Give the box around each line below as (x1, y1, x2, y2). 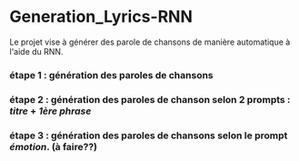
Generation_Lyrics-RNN (9, 6, 194, 27)
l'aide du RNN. (9, 45, 64, 56)
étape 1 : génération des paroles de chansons (9, 68, 214, 81)
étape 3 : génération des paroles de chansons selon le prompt (9, 129, 288, 142)
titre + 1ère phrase (9, 105, 92, 117)
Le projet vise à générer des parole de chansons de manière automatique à (9, 36, 291, 47)
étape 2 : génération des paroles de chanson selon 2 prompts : (9, 93, 291, 106)
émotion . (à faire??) (9, 140, 98, 153)
